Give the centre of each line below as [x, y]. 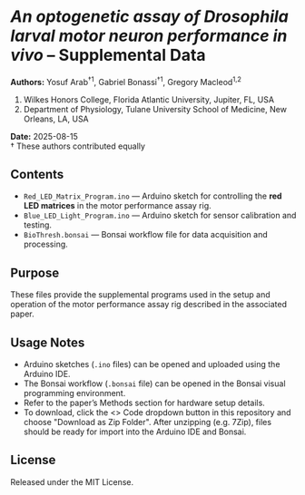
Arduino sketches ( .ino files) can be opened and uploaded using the [152, 364]
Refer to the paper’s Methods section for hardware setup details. [144, 403]
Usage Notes [48, 342]
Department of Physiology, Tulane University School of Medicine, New [155, 109]
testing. [38, 225]
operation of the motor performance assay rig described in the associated [148, 305]
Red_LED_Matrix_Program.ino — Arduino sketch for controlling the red [152, 196]
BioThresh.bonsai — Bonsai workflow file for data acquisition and [145, 235]
